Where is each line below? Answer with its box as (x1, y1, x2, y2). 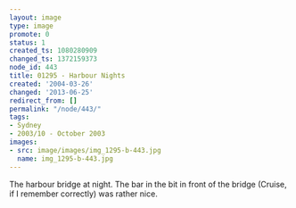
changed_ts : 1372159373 (9, 54, 98, 63)
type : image (9, 21, 53, 30)
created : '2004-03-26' (9, 79, 94, 88)
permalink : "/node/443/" (9, 104, 102, 113)
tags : (9, 112, 29, 121)
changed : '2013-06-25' (9, 87, 94, 96)
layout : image (9, 12, 62, 22)
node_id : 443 (9, 63, 58, 72)
